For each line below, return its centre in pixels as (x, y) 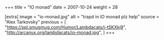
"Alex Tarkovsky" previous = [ (35, 22)
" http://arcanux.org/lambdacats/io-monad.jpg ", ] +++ (60, 32)
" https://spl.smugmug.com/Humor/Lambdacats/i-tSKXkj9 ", (65, 27)
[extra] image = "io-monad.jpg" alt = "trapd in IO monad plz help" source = (82, 17)
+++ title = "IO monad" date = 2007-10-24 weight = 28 (61, 7)
